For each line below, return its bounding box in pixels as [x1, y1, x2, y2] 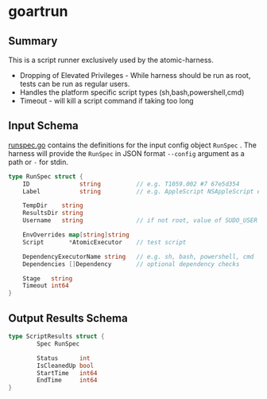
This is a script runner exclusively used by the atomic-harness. [8, 55, 214, 65]
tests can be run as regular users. [19, 79, 130, 88]
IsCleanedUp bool [37, 362, 94, 370]
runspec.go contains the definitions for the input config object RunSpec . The [8, 140, 257, 150]
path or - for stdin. [8, 157, 69, 166]
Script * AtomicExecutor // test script [22, 238, 187, 246]
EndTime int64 [37, 377, 98, 385]
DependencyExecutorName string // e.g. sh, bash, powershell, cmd [22, 252, 254, 260]
